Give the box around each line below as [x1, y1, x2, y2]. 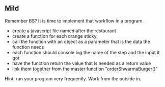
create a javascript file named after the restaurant [12, 28, 117, 34]
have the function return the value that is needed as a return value [12, 60, 151, 66]
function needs [12, 43, 44, 50]
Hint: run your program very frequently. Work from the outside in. [5, 75, 142, 81]
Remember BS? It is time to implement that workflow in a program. [5, 17, 144, 24]
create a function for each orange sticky [12, 33, 97, 39]
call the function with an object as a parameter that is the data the [12, 38, 151, 45]
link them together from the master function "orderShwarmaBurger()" [12, 66, 158, 72]
